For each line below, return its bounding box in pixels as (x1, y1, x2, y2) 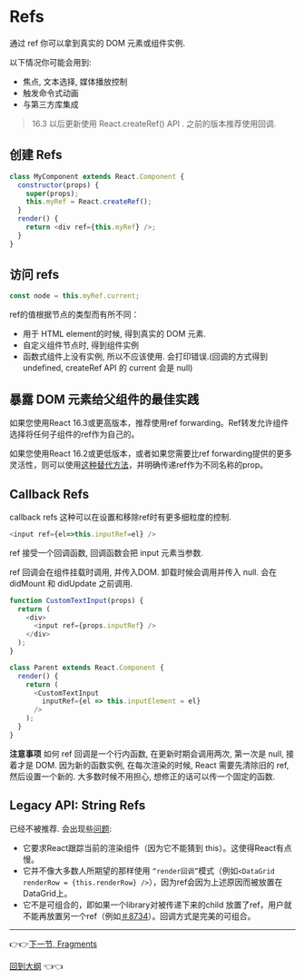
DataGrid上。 (22, 887, 73, 898)
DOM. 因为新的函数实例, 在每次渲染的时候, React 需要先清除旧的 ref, (34, 759, 290, 770)
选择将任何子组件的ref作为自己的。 (9, 429, 140, 440)
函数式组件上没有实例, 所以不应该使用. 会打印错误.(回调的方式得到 (22, 351, 268, 362)
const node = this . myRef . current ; (9, 292, 141, 301)
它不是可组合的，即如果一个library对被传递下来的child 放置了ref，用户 (22, 899, 284, 910)
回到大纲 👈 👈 (9, 960, 64, 971)
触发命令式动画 (22, 87, 79, 98)
